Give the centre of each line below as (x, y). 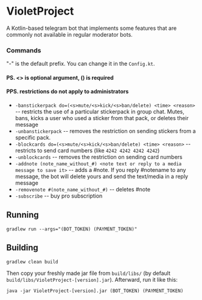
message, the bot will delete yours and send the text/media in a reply (102, 177)
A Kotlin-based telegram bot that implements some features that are (92, 28)
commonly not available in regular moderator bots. (69, 34)
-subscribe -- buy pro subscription (59, 196)
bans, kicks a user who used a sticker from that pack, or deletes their (102, 118)
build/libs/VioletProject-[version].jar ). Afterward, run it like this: (92, 279)
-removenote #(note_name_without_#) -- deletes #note (83, 190)
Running (23, 215)
